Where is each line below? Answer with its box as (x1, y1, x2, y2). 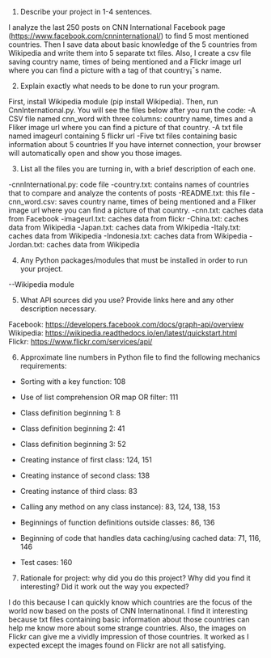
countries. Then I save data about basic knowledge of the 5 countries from (8, 40, 257, 49)
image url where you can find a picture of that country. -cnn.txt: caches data (8, 205, 264, 215)
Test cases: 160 (19, 558, 73, 567)
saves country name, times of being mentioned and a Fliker (58, 197, 256, 206)
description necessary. (19, 304, 97, 314)
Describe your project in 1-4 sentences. (19, 7, 152, 16)
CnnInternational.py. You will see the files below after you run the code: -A (8, 105, 256, 115)
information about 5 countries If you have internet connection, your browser (8, 140, 261, 149)
